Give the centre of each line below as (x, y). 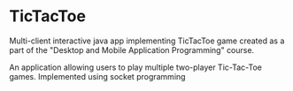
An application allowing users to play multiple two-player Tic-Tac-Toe (136, 67)
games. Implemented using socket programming (97, 76)
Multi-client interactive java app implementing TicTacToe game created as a (147, 41)
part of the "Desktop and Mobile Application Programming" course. (132, 49)
